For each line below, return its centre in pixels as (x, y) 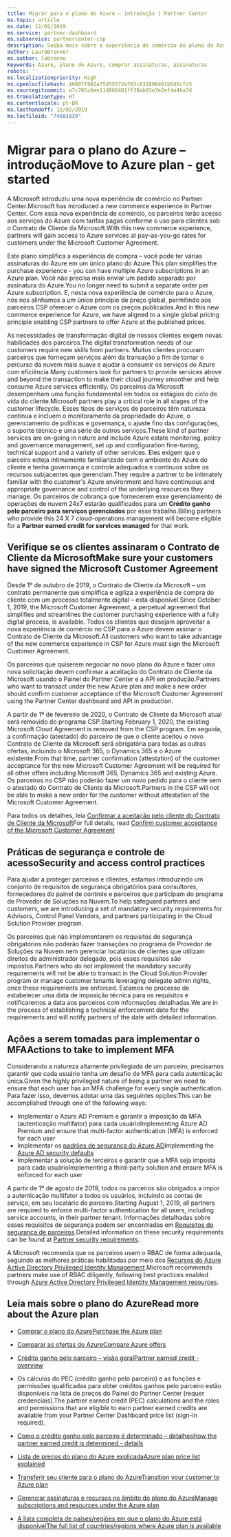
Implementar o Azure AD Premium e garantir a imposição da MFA (109, 1116)
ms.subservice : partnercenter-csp (57, 39)
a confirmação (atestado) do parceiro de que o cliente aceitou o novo (106, 736)
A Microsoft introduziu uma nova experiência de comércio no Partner (105, 199)
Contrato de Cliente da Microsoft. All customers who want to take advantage (114, 637)
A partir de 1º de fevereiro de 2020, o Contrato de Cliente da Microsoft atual (114, 715)
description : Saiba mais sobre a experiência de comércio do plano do (110, 45)
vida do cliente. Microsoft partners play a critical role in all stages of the (108, 401)
